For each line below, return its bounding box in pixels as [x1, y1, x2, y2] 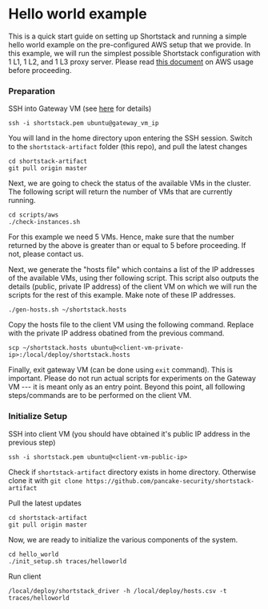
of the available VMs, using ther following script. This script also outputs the [8, 274, 259, 283]
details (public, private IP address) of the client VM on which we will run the [8, 282, 258, 291]
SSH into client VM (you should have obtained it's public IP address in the [8, 428, 250, 438]
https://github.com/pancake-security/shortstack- [86, 477, 254, 485]
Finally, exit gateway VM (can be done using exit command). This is [8, 365, 234, 375]
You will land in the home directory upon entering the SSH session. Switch [8, 133, 253, 143]
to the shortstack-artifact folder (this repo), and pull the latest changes [8, 142, 248, 152]
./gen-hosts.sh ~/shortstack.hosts [8, 306, 127, 314]
